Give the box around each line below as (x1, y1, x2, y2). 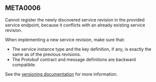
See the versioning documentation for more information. (5, 71, 118, 77)
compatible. (12, 61, 37, 67)
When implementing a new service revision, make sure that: (5, 37, 125, 42)
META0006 (5, 4, 41, 12)
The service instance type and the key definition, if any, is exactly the (12, 46, 152, 52)
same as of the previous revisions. (12, 51, 81, 57)
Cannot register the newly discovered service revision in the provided (5, 17, 145, 22)
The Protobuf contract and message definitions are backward (12, 56, 136, 62)
